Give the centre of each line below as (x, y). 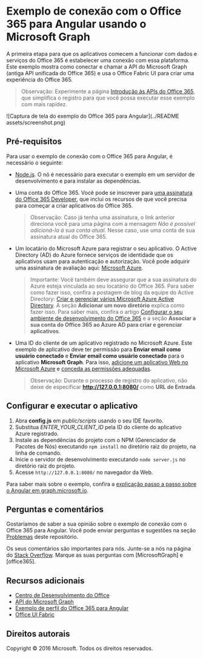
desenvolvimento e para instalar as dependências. (78, 181)
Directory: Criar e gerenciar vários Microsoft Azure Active (102, 299)
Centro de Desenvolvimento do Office (62, 595)
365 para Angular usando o (76, 24)
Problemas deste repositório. (42, 537)
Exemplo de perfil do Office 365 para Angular (72, 608)
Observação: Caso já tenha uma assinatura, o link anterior (102, 217)
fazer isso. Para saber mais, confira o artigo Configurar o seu (106, 311)
